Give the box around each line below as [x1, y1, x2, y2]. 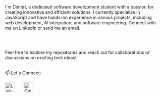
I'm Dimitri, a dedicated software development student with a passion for [5, 4, 154, 10]
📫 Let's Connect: [5, 70, 41, 76]
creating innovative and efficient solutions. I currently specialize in [5, 9, 140, 15]
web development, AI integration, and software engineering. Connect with [5, 20, 156, 26]
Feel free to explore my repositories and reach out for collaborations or [5, 49, 150, 55]
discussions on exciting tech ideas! [5, 55, 77, 60]
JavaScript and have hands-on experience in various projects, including [5, 14, 152, 20]
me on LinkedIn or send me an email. [5, 25, 81, 31]
